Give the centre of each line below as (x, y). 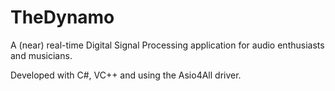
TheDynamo (62, 17)
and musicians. (41, 55)
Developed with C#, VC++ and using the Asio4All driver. (126, 75)
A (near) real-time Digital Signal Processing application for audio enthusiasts (167, 45)
